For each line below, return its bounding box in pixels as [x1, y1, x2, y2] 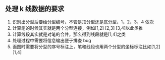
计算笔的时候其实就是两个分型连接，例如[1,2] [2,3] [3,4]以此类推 [12, 25, 143, 31]
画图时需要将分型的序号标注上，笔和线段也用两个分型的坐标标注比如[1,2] [12, 44, 161, 50]
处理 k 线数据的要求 [5, 4, 64, 13]
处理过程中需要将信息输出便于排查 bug [12, 37, 92, 43]
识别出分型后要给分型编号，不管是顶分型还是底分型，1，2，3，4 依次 [12, 19, 154, 25]
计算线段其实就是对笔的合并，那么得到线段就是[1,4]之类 [12, 31, 126, 37]
